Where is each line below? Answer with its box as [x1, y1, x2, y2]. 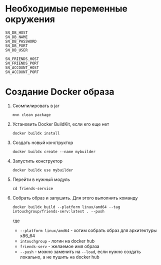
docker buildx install [12, 130, 60, 135]
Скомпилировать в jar [12, 102, 59, 108]
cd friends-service [12, 186, 53, 191]
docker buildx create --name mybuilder [12, 149, 96, 154]
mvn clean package [12, 112, 51, 117]
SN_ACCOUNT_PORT [5, 69, 39, 74]
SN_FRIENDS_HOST [5, 56, 39, 61]
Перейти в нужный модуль [12, 176, 70, 182]
